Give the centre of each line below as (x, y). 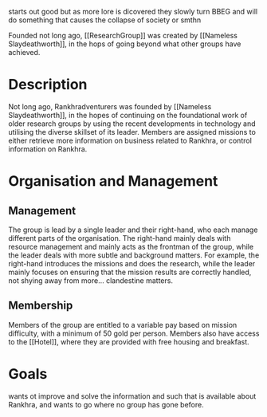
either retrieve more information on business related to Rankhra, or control (130, 140)
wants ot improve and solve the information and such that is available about (132, 396)
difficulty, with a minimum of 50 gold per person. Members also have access (134, 333)
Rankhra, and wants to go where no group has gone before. (106, 404)
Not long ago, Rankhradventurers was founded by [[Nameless (110, 106)
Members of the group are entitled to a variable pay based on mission (123, 325)
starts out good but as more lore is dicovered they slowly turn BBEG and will (133, 12)
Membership (41, 306)
